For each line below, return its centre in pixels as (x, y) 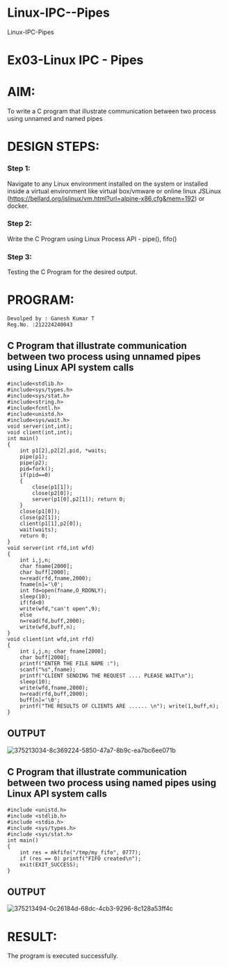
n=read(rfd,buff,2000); (54, 694)
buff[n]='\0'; (40, 700)
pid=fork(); (37, 469)
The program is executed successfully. (63, 956)
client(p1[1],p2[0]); (51, 523)
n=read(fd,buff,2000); (52, 621)
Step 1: (19, 168)
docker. (18, 206)
